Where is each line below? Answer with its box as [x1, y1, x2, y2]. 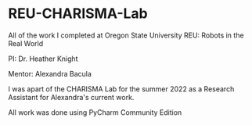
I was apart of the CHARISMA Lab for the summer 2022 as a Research [8, 84, 235, 94]
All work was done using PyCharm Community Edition [8, 107, 182, 117]
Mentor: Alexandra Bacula [8, 69, 92, 78]
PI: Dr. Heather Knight [8, 54, 78, 63]
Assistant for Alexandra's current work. [8, 92, 135, 102]
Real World [8, 38, 44, 48]
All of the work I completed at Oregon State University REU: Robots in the [8, 30, 244, 40]
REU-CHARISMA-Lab [8, 5, 148, 23]
